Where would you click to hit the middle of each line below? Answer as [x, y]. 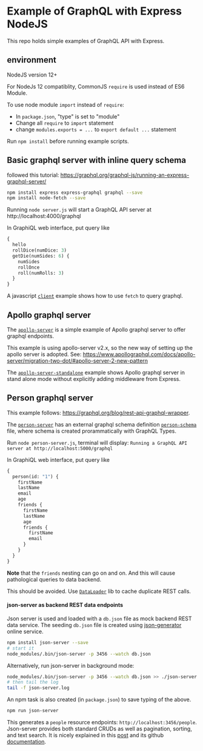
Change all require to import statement [65, 123]
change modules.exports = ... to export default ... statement [96, 129]
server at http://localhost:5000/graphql [60, 448]
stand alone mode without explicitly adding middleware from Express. [94, 379]
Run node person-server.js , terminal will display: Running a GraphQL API [97, 442]
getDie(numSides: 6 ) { [41, 256]
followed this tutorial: [33, 175]
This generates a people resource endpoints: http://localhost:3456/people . [102, 722]
